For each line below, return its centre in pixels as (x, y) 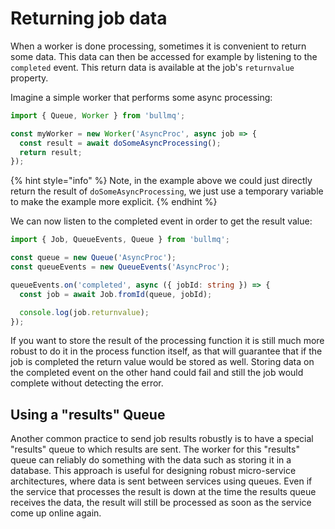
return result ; (51, 152)
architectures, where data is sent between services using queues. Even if (161, 481)
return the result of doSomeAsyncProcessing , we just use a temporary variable (167, 191)
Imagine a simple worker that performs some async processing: (141, 97)
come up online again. (56, 513)
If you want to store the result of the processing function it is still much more (167, 341)
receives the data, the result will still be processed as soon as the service (161, 503)
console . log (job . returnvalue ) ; (84, 312)
